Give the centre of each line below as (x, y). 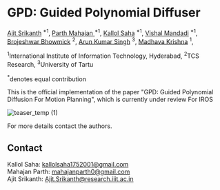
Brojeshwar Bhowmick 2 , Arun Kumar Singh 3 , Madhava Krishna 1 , (100, 41)
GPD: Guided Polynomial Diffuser (104, 13)
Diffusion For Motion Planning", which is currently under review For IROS (110, 99)
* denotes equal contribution (47, 78)
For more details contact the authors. (60, 126)
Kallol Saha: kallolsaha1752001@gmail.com (68, 165)
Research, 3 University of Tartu (50, 63)
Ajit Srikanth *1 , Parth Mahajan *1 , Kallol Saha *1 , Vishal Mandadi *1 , (102, 32)
